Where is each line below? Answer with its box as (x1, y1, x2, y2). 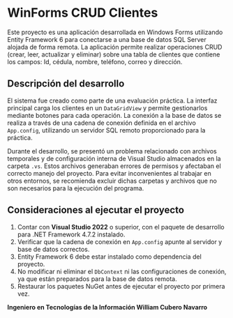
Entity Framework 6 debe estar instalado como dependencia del (17, 252, 202, 261)
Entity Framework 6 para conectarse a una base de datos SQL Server (7, 35, 207, 43)
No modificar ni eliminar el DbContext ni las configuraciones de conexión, (17, 267, 227, 275)
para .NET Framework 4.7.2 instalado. (17, 230, 126, 238)
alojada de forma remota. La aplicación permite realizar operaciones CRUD (7, 43, 223, 51)
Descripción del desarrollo (7, 78, 125, 90)
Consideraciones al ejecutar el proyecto (7, 204, 185, 216)
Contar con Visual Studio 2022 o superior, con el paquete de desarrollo (17, 222, 225, 231)
